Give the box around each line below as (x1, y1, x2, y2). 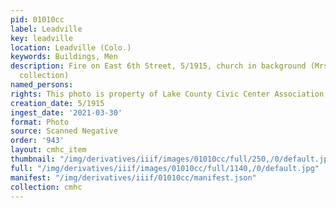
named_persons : (10, 80, 74, 90)
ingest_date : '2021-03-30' (10, 107, 123, 118)
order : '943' (10, 136, 65, 146)
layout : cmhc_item (10, 145, 87, 155)
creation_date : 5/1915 (10, 98, 105, 108)
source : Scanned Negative (10, 126, 118, 136)
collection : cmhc (10, 182, 83, 192)
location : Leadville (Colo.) (10, 42, 132, 53)
